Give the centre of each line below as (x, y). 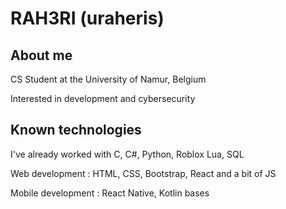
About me (41, 55)
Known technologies (76, 130)
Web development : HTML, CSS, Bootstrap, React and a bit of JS (143, 173)
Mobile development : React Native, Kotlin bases (110, 193)
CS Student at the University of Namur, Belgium (108, 79)
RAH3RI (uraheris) (87, 18)
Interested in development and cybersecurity (103, 98)
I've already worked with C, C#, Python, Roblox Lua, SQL (127, 154)
